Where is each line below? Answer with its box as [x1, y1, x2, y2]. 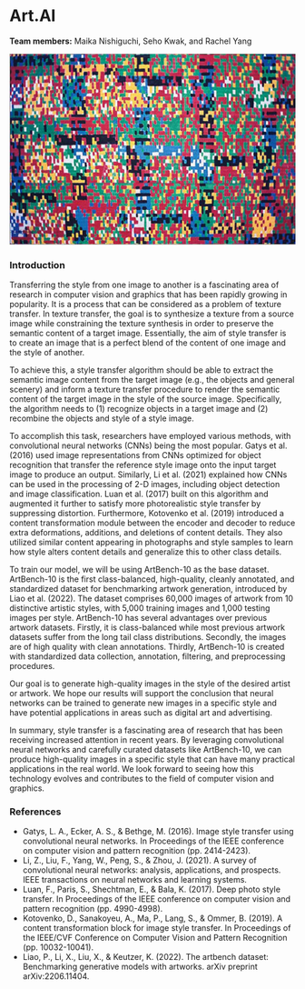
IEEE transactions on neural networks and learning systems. [22, 874, 248, 885]
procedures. [9, 660, 55, 671]
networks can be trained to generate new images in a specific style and [9, 697, 277, 708]
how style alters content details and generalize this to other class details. [9, 546, 282, 557]
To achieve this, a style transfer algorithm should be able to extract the [9, 365, 274, 375]
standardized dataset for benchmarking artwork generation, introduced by [9, 583, 288, 594]
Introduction [9, 258, 65, 271]
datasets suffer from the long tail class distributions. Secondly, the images [9, 631, 287, 642]
